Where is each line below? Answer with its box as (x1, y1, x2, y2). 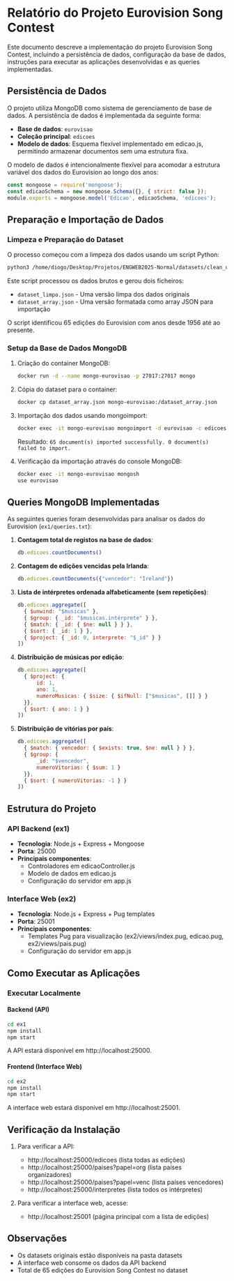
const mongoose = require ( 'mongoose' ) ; (7, 181, 123, 188)
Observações (7, 1233, 68, 1245)
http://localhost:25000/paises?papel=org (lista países (27, 1163, 182, 1171)
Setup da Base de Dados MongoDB (7, 343, 127, 353)
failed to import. (17, 444, 71, 451)
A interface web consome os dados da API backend (17, 1258, 166, 1267)
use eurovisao (17, 477, 58, 484)
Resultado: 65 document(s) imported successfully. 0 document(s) (17, 437, 209, 446)
